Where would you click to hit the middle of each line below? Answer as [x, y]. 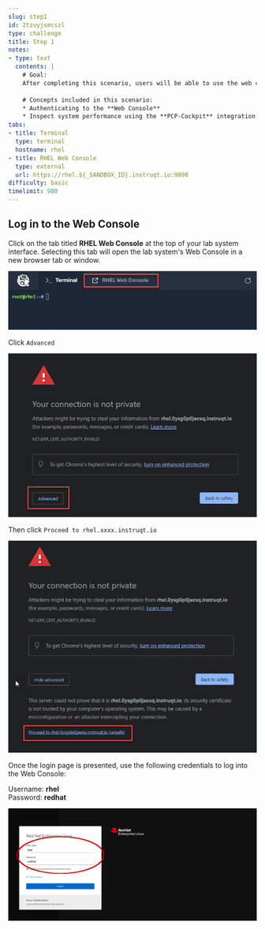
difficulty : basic [38, 183]
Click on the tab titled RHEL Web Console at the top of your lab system [123, 243]
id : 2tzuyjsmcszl [37, 25]
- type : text [30, 58]
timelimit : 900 [33, 192]
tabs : [17, 125]
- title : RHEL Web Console [52, 158]
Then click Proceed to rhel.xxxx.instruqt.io [83, 530]
